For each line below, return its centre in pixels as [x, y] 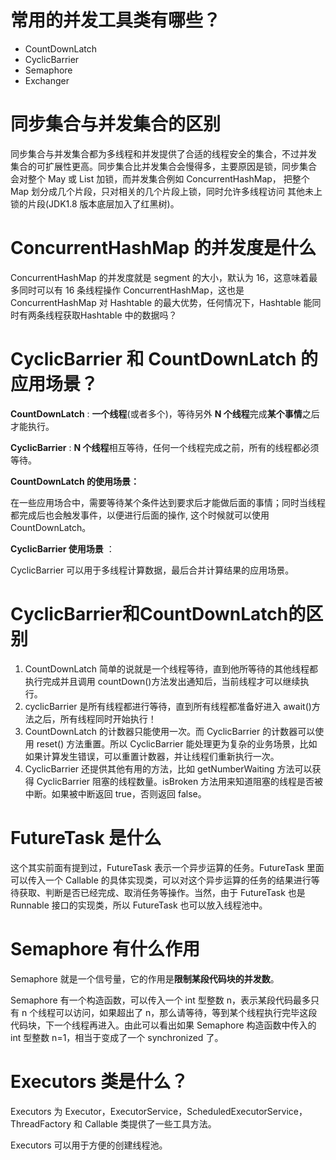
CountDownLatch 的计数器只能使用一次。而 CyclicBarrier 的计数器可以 [170, 731]
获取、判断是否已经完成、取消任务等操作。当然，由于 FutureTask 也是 [162, 892]
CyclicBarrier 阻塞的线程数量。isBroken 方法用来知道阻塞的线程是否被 [180, 781]
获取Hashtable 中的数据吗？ [120, 315]
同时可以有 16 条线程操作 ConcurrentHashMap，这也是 [131, 290]
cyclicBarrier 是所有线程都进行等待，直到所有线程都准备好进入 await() [168, 706]
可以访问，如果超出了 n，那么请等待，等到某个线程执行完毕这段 [186, 1012]
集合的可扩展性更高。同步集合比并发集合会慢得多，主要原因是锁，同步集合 [163, 166]
